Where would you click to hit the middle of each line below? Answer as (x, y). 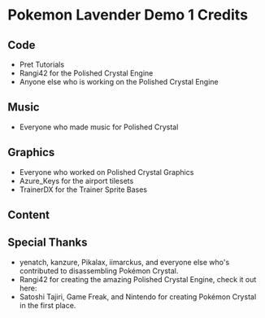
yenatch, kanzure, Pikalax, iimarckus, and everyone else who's (124, 262)
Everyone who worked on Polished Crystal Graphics (106, 172)
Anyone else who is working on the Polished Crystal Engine (119, 82)
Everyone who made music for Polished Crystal (99, 127)
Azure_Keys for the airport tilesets (76, 181)
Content (29, 215)
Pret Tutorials (42, 64)
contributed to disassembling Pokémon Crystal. (99, 271)
